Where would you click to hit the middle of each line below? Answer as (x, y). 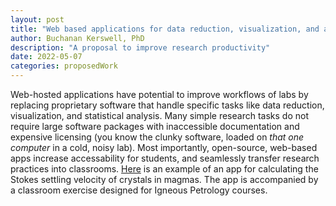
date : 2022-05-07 (46, 57)
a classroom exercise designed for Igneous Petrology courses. (139, 190)
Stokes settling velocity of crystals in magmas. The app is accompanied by (164, 179)
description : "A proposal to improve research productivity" (140, 47)
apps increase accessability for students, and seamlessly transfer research (165, 158)
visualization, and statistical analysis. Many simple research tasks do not (159, 115)
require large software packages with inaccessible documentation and (155, 126)
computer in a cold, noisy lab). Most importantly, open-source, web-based (164, 147)
